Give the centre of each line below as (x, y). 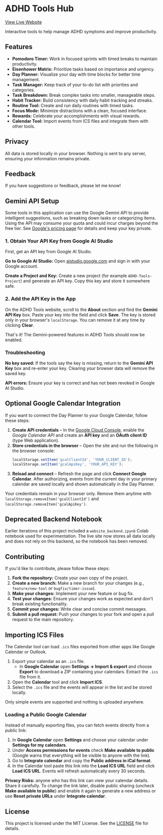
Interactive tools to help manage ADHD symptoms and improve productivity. (81, 31)
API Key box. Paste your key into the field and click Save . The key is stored (80, 315)
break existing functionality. (40, 604)
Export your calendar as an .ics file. (48, 661)
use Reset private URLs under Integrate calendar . (55, 796)
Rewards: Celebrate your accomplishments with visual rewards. (76, 116)
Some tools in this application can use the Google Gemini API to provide (77, 213)
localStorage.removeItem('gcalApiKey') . (46, 504)
